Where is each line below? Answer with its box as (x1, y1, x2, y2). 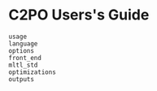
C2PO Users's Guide (8, 6, 150, 24)
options (8, 46, 35, 54)
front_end (8, 54, 42, 62)
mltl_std (8, 61, 38, 69)
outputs (8, 75, 35, 83)
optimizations (8, 67, 57, 76)
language (8, 39, 38, 48)
